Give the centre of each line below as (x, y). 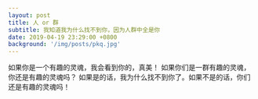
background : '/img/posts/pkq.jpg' (65, 44)
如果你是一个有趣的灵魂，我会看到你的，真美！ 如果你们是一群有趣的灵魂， (129, 68)
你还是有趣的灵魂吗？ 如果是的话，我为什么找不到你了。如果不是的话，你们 (129, 77)
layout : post (29, 15)
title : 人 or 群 (33, 23)
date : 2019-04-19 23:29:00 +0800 (63, 37)
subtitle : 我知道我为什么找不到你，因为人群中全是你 (84, 30)
